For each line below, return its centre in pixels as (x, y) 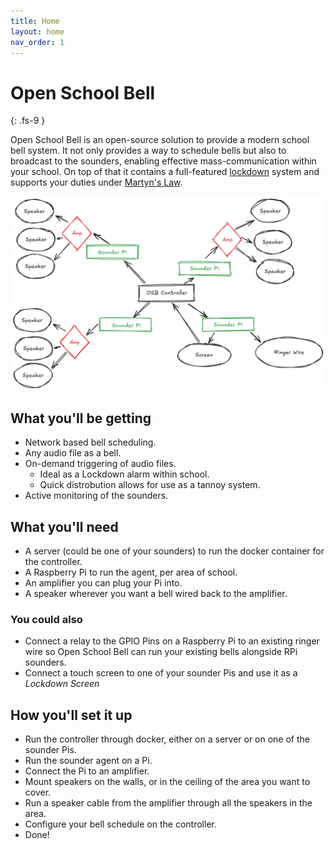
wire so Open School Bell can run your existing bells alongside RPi (161, 652)
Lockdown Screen (62, 684)
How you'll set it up (71, 715)
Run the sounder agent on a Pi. (88, 761)
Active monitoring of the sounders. (96, 496)
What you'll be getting (81, 418)
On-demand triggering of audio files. (100, 464)
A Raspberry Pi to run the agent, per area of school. (131, 572)
